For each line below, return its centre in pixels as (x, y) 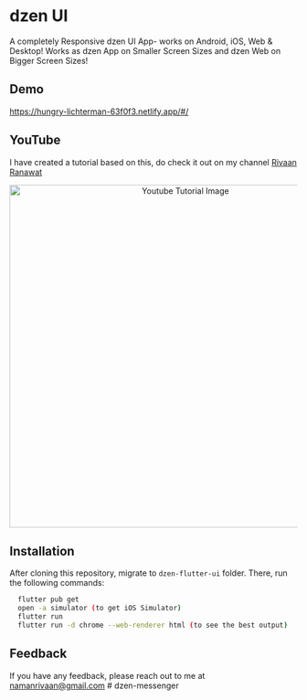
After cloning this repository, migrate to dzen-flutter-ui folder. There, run (148, 573)
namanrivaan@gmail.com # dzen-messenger (95, 685)
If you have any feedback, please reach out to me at (107, 675)
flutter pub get (48, 599)
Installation (42, 551)
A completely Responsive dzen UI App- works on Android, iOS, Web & (141, 41)
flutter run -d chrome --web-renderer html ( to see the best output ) (153, 625)
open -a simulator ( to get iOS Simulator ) (100, 609)
